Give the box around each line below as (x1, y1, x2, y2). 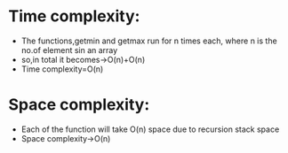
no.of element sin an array (20, 44, 118, 55)
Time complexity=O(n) (20, 64, 104, 74)
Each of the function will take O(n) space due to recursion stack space (20, 124, 280, 134)
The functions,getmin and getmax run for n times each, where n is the (20, 35, 277, 46)
